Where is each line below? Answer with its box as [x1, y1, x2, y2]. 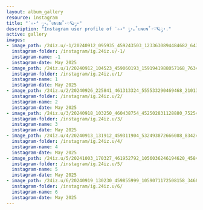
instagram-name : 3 [11, 122, 59, 128]
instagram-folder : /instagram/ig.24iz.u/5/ [11, 161, 123, 167]
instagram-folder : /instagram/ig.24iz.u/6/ [11, 183, 123, 189]
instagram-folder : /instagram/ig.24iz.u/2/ [11, 93, 123, 99]
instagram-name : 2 [11, 99, 59, 105]
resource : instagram [6, 15, 59, 21]
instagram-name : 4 [11, 143, 59, 150]
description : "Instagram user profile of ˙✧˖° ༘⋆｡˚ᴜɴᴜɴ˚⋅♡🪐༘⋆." [6, 25, 172, 32]
